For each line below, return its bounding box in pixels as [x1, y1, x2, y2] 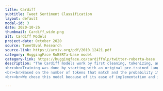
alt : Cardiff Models [5, 34, 47, 39]
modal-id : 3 [5, 20, 29, 26]
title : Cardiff [5, 7, 36, 12]
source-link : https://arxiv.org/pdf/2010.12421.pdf [5, 47, 112, 52]
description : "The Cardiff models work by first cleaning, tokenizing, [5, 61, 153, 66]
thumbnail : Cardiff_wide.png [5, 30, 64, 34]
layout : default [5, 16, 38, 21]
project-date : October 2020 [5, 39, 62, 44]
